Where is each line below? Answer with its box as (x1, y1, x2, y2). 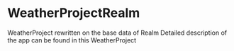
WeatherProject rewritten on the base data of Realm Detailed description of (7, 28, 228, 37)
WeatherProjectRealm (7, 5, 140, 21)
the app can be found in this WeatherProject (7, 35, 137, 44)
